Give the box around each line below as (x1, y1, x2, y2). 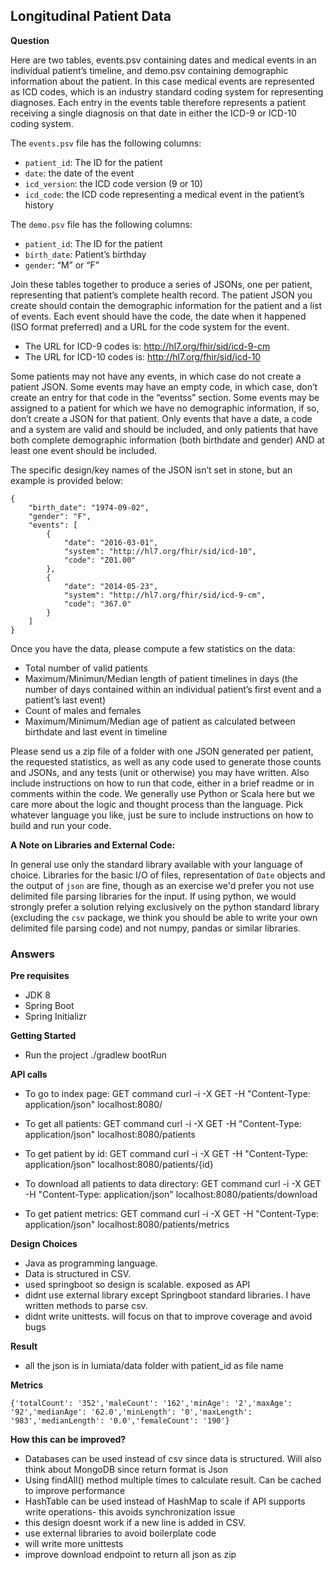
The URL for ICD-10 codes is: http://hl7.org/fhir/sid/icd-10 (24, 350, 262, 363)
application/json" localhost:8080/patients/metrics (24, 1219, 230, 1231)
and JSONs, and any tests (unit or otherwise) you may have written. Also (10, 766, 310, 778)
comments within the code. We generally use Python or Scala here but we (10, 787, 315, 799)
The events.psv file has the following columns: (10, 137, 202, 149)
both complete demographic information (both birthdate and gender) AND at (10, 434, 325, 446)
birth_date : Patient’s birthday (24, 248, 147, 260)
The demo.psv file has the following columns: (10, 218, 193, 230)
